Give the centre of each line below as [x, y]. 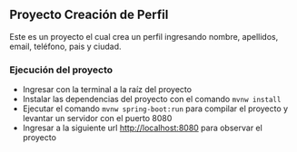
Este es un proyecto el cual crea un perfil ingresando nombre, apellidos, [144, 36]
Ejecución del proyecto [61, 70]
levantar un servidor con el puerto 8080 [97, 119]
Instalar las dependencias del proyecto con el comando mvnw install [152, 100]
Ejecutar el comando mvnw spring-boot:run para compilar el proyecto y [155, 109]
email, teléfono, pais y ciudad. [65, 46]
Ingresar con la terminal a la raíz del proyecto [107, 90]
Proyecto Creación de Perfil [89, 15]
